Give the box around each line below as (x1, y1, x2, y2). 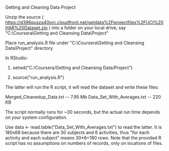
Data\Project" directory (5, 45, 53, 51)
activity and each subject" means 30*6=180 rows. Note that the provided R (5, 135, 162, 140)
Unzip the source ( (5, 14, 44, 20)
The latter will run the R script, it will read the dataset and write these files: (5, 84, 159, 90)
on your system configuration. (5, 114, 68, 120)
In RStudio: (5, 55, 28, 61)
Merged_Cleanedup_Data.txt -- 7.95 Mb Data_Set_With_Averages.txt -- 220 (5, 94, 161, 100)
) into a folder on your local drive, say (48, 25, 126, 31)
